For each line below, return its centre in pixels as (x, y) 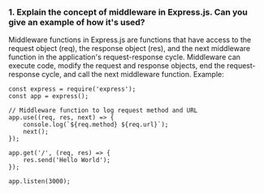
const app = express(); (49, 96)
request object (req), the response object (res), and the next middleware (129, 49)
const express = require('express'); (72, 89)
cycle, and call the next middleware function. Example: (133, 75)
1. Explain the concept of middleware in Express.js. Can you (128, 12)
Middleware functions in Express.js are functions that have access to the (130, 40)
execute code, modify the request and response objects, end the (117, 66)
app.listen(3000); (39, 182)
